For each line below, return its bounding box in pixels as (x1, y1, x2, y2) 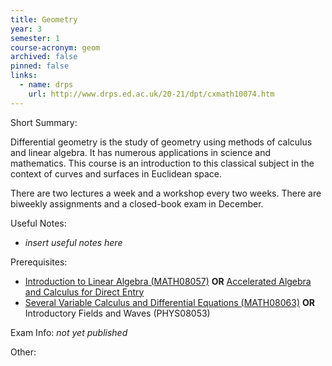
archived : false (10, 52, 78, 62)
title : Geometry (10, 14, 78, 25)
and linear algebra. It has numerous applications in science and (10, 146, 272, 158)
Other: (10, 346, 37, 358)
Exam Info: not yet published (10, 326, 128, 338)
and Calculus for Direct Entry (24, 286, 145, 298)
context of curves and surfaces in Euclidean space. (10, 167, 223, 180)
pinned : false (10, 61, 70, 71)
